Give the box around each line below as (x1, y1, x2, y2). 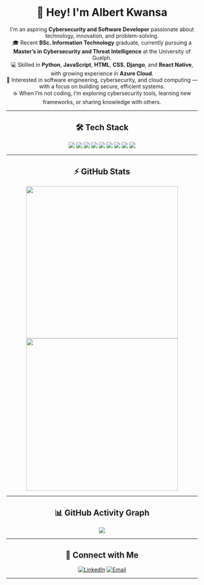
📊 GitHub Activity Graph (54, 508, 150, 518)
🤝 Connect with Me (65, 550, 139, 560)
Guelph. (92, 54, 112, 61)
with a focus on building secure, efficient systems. (39, 82, 165, 90)
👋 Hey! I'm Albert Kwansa (36, 5, 168, 19)
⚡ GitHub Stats (73, 167, 131, 177)
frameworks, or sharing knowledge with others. (42, 98, 161, 105)
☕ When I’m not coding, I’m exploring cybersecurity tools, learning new (13, 89, 191, 97)
